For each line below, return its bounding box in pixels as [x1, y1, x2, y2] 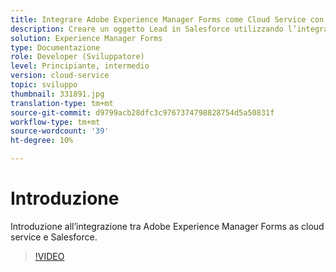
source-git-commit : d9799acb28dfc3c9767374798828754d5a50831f [10, 107, 275, 118]
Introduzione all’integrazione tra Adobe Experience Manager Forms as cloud [10, 220, 325, 232]
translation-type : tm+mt [10, 98, 114, 108]
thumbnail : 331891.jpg [10, 89, 105, 99]
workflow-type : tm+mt [10, 117, 101, 127]
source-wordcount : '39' [10, 126, 110, 136]
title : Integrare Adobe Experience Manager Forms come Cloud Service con [10, 14, 325, 25]
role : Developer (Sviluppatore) [10, 52, 145, 62]
